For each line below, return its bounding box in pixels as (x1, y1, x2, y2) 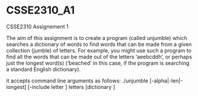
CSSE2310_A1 (6, 4, 75, 17)
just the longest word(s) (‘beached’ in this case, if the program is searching (6, 59, 190, 67)
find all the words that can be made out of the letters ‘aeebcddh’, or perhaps (6, 53, 193, 60)
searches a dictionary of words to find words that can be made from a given (6, 41, 192, 48)
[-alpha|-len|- (149, 77, 183, 84)
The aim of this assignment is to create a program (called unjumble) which (6, 34, 188, 41)
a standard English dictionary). (6, 65, 81, 72)
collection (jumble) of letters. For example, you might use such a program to (6, 47, 191, 54)
